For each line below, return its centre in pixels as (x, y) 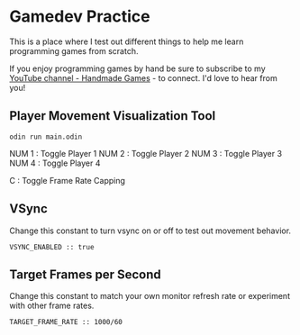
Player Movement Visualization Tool (113, 116)
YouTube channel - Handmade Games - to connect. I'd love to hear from (143, 77)
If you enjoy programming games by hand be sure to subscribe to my (137, 68)
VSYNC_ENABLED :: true (52, 247)
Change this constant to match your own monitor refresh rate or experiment (150, 296)
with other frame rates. (52, 306)
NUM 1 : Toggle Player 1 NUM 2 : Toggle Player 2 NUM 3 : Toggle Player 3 (145, 153)
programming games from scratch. (74, 50)
